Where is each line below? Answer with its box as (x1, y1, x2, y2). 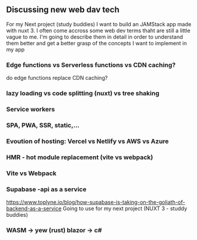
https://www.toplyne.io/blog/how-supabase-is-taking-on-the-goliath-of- (6, 198, 186, 205)
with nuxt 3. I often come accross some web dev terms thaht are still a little (6, 27, 191, 34)
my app (6, 46, 25, 53)
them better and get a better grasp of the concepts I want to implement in (6, 39, 187, 46)
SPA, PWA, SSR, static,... (6, 121, 80, 129)
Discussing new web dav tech (6, 5, 120, 15)
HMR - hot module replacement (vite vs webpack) (6, 153, 153, 161)
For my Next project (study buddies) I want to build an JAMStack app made (6, 20, 192, 27)
